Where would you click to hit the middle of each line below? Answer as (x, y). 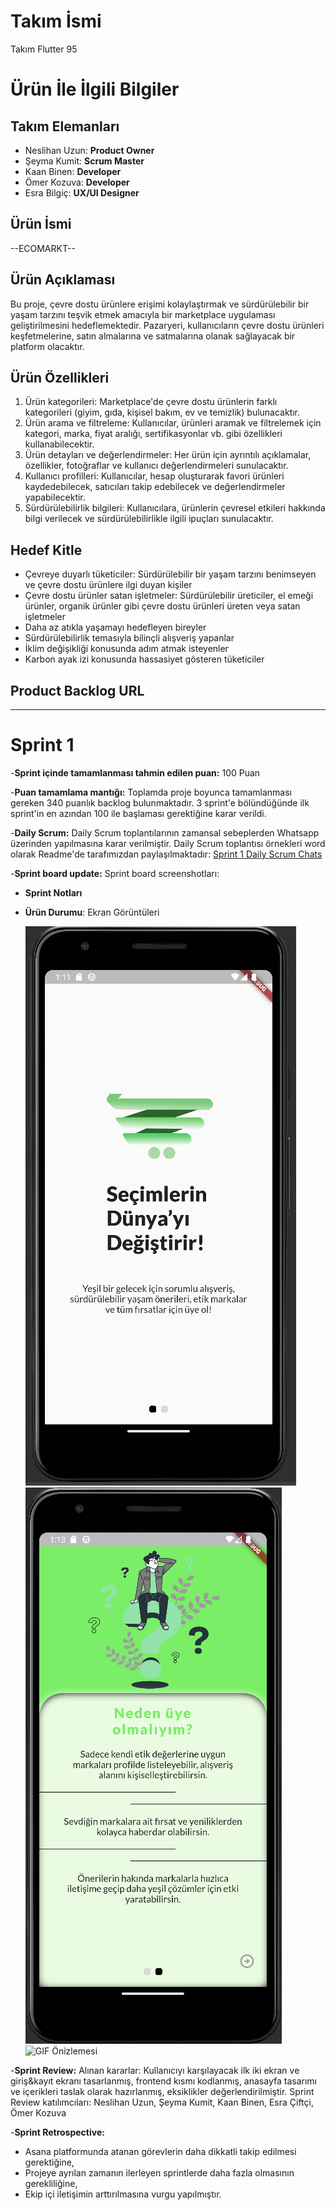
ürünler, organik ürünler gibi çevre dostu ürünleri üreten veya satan (162, 606)
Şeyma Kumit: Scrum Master (84, 161)
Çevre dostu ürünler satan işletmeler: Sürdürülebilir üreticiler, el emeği (169, 596)
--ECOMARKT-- (43, 248)
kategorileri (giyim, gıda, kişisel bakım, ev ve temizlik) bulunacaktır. (162, 412)
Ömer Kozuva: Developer (77, 182)
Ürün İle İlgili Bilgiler (95, 89)
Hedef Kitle (46, 550)
